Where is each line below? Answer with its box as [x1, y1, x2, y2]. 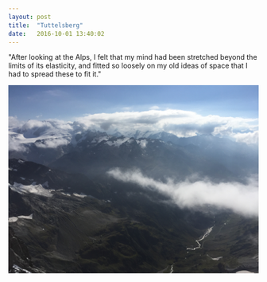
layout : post [8, 13, 52, 21]
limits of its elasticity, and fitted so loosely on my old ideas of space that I [8, 61, 248, 71]
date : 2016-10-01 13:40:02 [8, 29, 105, 37]
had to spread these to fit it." [8, 69, 102, 79]
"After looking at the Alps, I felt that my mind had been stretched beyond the [8, 53, 257, 62]
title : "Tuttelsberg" [8, 21, 83, 29]
